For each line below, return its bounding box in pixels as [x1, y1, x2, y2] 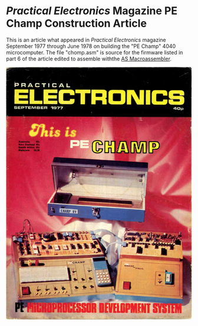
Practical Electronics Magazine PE [6, 4, 178, 18]
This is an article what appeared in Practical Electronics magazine [6, 36, 166, 43]
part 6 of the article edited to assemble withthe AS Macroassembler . [6, 55, 172, 62]
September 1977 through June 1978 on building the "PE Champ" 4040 [6, 43, 176, 50]
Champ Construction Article [6, 17, 147, 30]
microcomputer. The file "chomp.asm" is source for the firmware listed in [6, 49, 183, 56]
